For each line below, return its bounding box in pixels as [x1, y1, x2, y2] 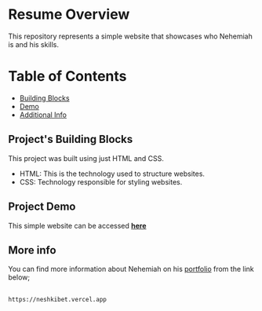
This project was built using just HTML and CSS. [8, 153, 165, 163]
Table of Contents [8, 68, 127, 86]
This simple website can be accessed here [8, 221, 147, 230]
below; [8, 273, 30, 282]
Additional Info [19, 110, 67, 119]
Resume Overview [8, 5, 130, 24]
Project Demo [8, 200, 76, 214]
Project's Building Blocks [8, 133, 133, 146]
